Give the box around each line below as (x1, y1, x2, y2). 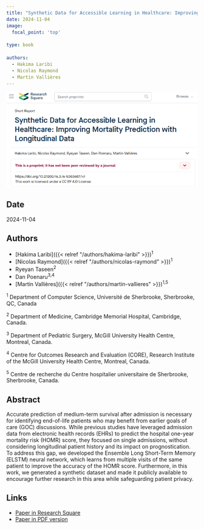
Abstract (6, 394, 41, 405)
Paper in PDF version (15, 515, 68, 523)
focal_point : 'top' (12, 29, 61, 35)
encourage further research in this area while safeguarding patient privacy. (6, 475, 194, 483)
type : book (6, 42, 34, 48)
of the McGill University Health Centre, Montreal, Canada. (6, 357, 151, 365)
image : (6, 23, 23, 29)
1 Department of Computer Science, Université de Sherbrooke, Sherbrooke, (6, 292, 195, 301)
